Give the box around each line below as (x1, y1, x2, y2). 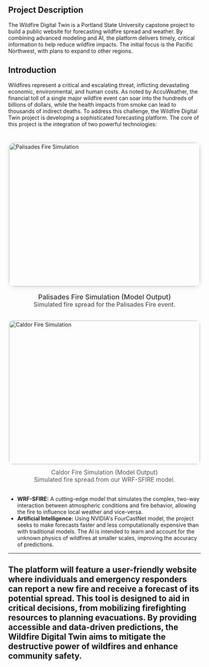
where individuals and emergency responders (8, 574, 187, 584)
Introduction (8, 65, 57, 75)
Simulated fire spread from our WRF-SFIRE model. (34, 476, 175, 484)
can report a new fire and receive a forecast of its (8, 584, 199, 594)
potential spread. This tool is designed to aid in (8, 593, 190, 603)
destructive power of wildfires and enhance (8, 641, 178, 652)
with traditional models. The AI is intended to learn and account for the (16, 528, 195, 535)
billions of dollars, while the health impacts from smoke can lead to (8, 101, 177, 108)
